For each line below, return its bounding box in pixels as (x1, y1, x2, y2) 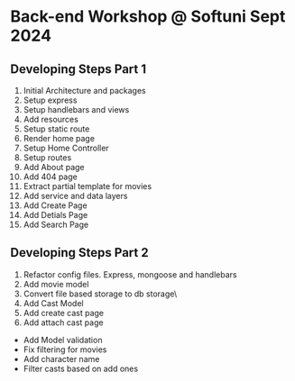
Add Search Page (23, 219, 89, 230)
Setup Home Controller (23, 142, 109, 153)
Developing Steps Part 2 (10, 245, 149, 260)
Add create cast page (23, 307, 105, 318)
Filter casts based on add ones (23, 363, 139, 374)
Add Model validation (23, 334, 103, 345)
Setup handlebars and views (23, 104, 130, 114)
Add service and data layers (23, 191, 128, 201)
